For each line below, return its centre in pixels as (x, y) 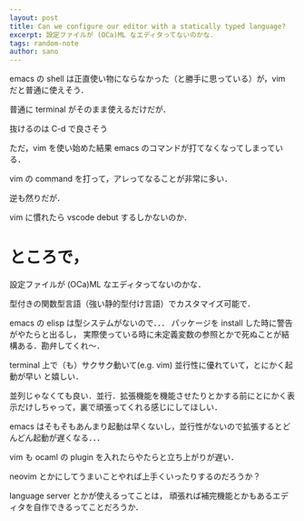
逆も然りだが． (37, 198)
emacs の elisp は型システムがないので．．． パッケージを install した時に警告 (151, 323)
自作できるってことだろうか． (88, 507)
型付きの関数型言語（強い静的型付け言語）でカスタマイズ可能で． (132, 304)
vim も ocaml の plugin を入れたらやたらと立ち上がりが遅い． (124, 457)
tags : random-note (44, 43)
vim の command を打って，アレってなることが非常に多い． (121, 179)
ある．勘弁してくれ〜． (61, 346)
